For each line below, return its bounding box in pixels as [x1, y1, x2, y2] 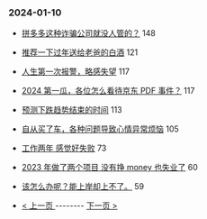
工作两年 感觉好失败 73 [21, 142, 107, 154]
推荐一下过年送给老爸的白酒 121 [21, 47, 139, 58]
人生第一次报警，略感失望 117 [21, 66, 130, 78]
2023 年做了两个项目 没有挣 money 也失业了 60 [21, 162, 199, 173]
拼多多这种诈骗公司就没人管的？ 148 [21, 28, 157, 39]
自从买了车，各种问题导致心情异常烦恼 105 [21, 123, 179, 134]
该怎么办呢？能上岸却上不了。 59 [21, 181, 145, 192]
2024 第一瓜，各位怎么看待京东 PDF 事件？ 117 [21, 86, 195, 96]
